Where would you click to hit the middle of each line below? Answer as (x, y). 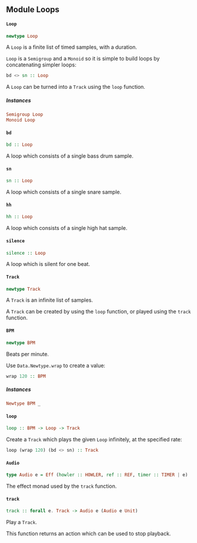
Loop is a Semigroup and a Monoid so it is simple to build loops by (83, 59)
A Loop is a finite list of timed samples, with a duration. (71, 47)
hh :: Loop (19, 217)
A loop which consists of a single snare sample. (64, 192)
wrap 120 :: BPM (26, 376)
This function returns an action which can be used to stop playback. (89, 534)
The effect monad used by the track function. (61, 486)
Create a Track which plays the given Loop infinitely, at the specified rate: (94, 439)
